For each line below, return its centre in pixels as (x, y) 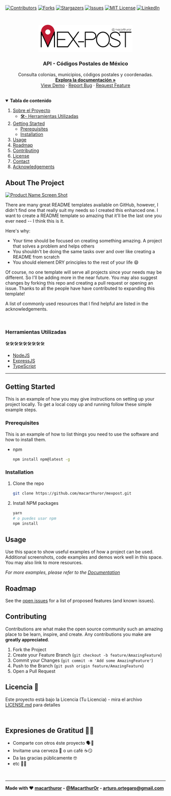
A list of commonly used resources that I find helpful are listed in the (77, 304)
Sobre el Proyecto (32, 111)
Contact (21, 161)
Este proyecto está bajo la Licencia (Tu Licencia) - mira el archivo (74, 699)
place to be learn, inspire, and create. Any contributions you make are (78, 634)
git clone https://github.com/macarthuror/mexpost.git (72, 493)
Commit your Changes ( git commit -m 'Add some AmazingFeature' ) (83, 660)
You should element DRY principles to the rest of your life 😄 (76, 262)
